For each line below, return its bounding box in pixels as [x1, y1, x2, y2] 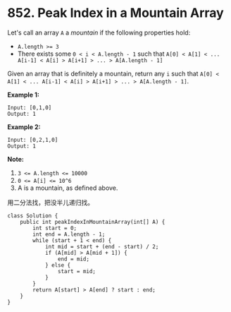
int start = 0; [32, 224, 77, 232]
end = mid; [57, 256, 90, 263]
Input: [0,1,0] [7, 104, 52, 111]
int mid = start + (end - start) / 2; [44, 243, 159, 250]
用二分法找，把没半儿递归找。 [7, 198, 94, 206]
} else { [44, 261, 71, 269]
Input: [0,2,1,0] [7, 136, 58, 143]
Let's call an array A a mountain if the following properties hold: [7, 28, 191, 37]
